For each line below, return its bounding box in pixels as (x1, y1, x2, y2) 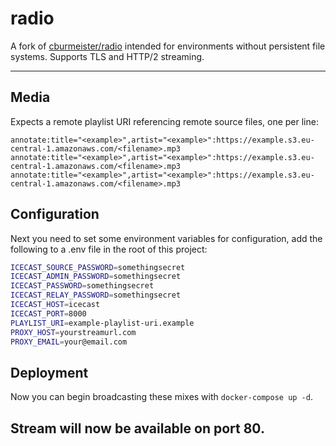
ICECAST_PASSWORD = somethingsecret (10, 281, 155, 291)
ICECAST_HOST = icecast (10, 300, 101, 310)
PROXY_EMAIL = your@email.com (10, 337, 128, 347)
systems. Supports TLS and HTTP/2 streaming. (10, 50, 205, 62)
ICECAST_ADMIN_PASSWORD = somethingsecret (10, 272, 182, 282)
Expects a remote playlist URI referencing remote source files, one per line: (10, 115, 319, 127)
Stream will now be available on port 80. (10, 420, 265, 437)
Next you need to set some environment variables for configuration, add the (10, 232, 323, 244)
